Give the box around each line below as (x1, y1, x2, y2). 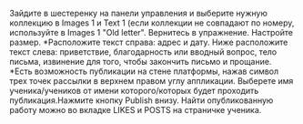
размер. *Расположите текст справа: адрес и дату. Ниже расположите (9, 36, 288, 47)
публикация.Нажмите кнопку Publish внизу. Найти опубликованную (9, 95, 274, 106)
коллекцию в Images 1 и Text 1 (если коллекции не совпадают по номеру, (9, 17, 295, 28)
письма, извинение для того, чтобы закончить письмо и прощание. (9, 57, 272, 67)
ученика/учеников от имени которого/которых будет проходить (9, 86, 259, 96)
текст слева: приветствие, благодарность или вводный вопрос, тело (9, 46, 278, 57)
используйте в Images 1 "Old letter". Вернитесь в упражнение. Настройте (9, 27, 294, 37)
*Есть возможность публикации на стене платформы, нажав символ (9, 66, 279, 77)
